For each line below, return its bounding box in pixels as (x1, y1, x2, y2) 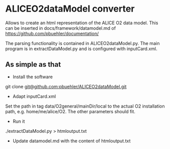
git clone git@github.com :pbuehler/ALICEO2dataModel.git (5, 83, 127, 89)
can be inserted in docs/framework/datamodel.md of (5, 25, 116, 31)
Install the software (12, 74, 53, 80)
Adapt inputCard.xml (12, 93, 56, 99)
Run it (12, 118, 25, 124)
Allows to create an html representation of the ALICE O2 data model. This (5, 20, 158, 26)
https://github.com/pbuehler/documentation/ (5, 30, 99, 36)
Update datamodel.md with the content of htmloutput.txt (12, 137, 131, 144)
